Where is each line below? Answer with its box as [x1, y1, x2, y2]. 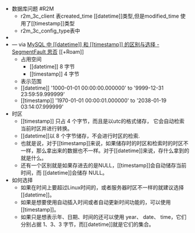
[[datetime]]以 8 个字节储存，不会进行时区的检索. [20, 132, 140, 139]
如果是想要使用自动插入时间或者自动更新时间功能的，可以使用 [20, 199, 171, 205]
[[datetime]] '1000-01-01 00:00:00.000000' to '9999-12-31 [20, 84, 164, 91]
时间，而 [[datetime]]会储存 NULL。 [20, 169, 108, 176]
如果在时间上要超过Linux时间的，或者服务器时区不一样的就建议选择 [20, 184, 184, 191]
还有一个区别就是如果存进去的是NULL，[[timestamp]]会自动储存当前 [20, 162, 187, 169]
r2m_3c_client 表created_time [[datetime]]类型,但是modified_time [20, 12, 179, 19]
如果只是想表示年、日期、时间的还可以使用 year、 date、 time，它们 [20, 214, 187, 220]
